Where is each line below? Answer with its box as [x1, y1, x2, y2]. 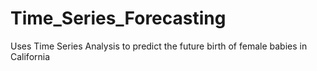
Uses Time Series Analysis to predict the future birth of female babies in [10, 40, 308, 52]
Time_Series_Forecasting [10, 7, 227, 30]
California [10, 50, 51, 62]
